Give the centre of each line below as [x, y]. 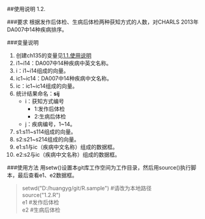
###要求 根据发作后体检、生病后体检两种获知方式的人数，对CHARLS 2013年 [103, 22]
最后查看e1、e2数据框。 [48, 175]
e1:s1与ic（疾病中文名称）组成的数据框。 [67, 147]
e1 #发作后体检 [40, 202]
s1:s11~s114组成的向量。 [46, 132]
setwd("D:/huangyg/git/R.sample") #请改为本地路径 [87, 188]
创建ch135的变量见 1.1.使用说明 [54, 56]
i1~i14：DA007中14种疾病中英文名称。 [64, 63]
